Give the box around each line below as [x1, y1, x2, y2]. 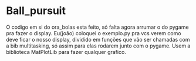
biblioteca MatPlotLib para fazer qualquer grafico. [6, 48, 126, 55]
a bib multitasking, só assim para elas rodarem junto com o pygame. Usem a [6, 42, 191, 49]
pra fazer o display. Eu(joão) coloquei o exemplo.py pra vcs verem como [6, 29, 181, 36]
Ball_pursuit [6, 4, 66, 18]
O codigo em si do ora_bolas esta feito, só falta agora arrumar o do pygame [6, 23, 189, 30]
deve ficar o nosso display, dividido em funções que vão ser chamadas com [6, 36, 190, 43]
